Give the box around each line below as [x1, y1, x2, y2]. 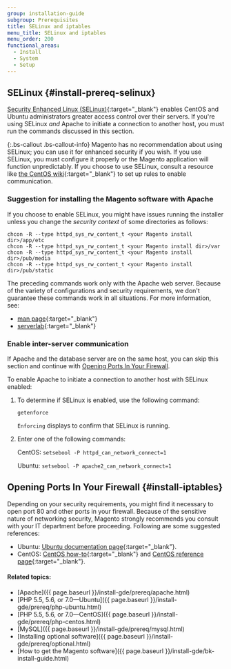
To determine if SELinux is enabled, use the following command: [17, 396, 200, 404]
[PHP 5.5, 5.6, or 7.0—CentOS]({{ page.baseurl [17, 610, 150, 619]
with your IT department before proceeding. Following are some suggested [7, 521, 221, 530]
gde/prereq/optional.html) [17, 639, 91, 648]
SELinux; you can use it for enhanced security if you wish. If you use [7, 148, 202, 156]
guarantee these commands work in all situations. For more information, [7, 294, 212, 302]
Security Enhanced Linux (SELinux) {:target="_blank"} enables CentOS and [7, 105, 219, 114]
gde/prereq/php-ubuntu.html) [17, 603, 102, 611]
